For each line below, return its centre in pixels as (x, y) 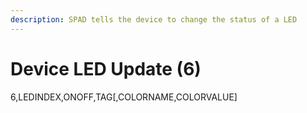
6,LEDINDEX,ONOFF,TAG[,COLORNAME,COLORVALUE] (124, 97)
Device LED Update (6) (106, 68)
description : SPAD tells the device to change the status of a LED (154, 19)
